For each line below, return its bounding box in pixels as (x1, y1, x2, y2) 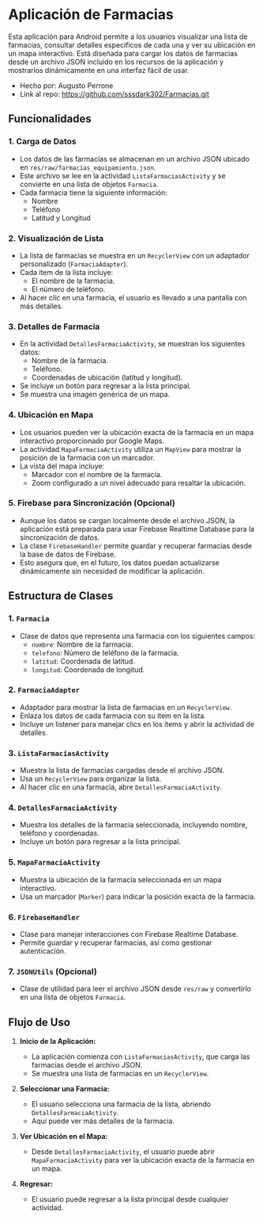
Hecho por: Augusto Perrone (19, 81, 114, 90)
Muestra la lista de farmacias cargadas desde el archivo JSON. (19, 766, 225, 775)
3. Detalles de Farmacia (8, 321, 100, 332)
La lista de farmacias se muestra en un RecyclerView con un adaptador (19, 250, 250, 260)
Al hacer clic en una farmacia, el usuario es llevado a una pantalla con (19, 292, 247, 302)
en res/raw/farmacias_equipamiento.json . (19, 162, 156, 172)
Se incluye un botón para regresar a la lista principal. (19, 381, 192, 391)
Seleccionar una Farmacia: (19, 1084, 110, 1094)
